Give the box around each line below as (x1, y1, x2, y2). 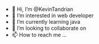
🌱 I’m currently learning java (11, 18, 81, 25)
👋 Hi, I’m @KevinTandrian (11, 6, 74, 12)
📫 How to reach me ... (11, 32, 67, 38)
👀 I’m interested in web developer (11, 12, 94, 19)
